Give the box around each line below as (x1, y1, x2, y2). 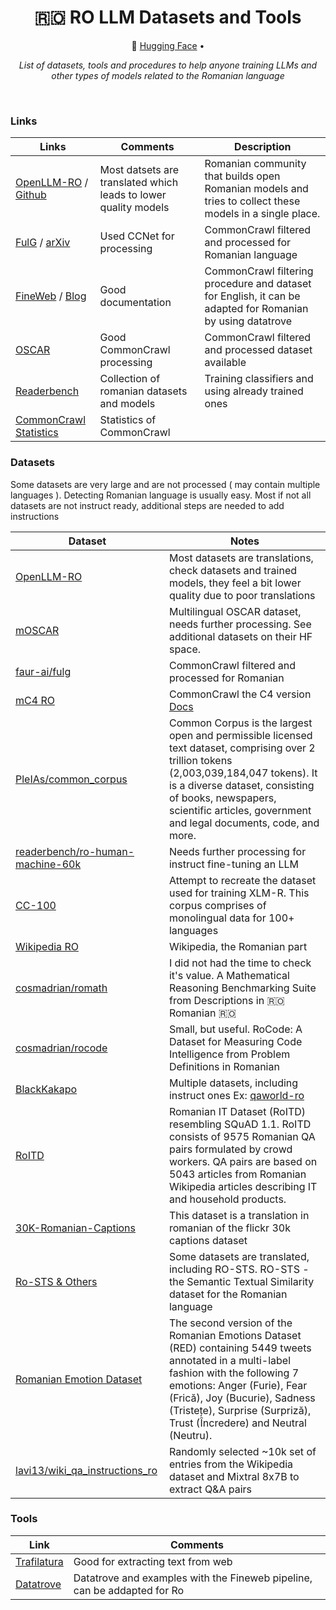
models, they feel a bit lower (168, 576, 302, 590)
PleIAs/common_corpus (15, 772, 128, 786)
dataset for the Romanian (168, 1287, 288, 1301)
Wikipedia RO (15, 939, 79, 953)
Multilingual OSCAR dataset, (168, 604, 302, 618)
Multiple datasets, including (168, 1076, 299, 1090)
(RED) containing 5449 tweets (168, 1341, 312, 1355)
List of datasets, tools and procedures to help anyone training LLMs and (18, 59, 318, 71)
